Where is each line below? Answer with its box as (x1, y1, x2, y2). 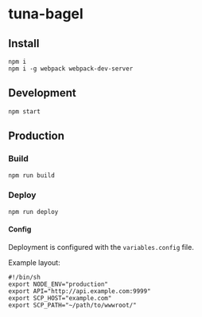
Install (8, 37, 40, 50)
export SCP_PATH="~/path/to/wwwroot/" (8, 301, 137, 309)
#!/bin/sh (8, 273, 41, 281)
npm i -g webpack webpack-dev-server (8, 65, 134, 73)
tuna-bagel (8, 5, 84, 23)
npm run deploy (8, 208, 59, 216)
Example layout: (8, 258, 61, 267)
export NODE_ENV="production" (8, 280, 109, 288)
